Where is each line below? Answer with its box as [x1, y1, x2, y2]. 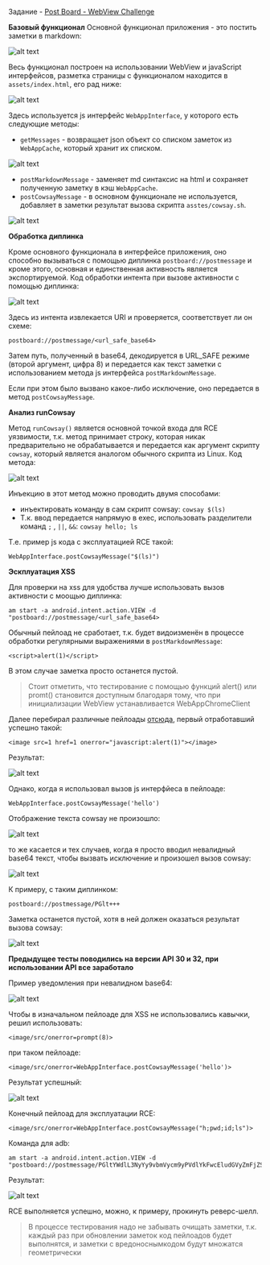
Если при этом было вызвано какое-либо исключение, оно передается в [8, 384, 260, 393]
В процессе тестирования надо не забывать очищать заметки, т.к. [27, 1222, 257, 1231]
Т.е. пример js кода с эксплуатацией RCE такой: [8, 537, 174, 546]
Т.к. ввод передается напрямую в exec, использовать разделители [19, 513, 252, 522]
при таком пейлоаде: [8, 1047, 81, 1057]
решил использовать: [8, 1018, 83, 1027]
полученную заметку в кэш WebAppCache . [19, 183, 158, 193]
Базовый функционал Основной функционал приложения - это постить [8, 23, 257, 31]
